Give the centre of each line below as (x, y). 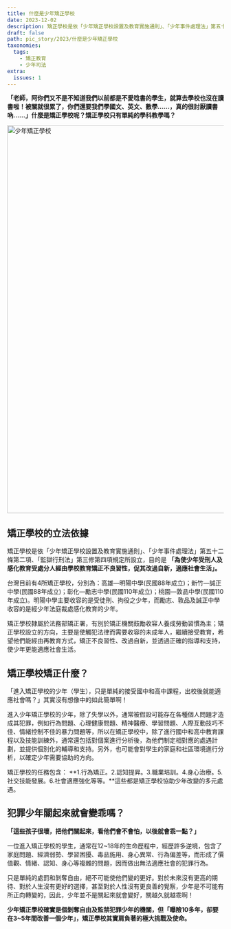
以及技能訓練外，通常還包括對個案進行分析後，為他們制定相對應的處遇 (112, 740)
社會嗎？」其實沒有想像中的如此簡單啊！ (70, 700)
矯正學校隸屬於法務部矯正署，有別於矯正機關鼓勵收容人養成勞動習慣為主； (112, 623)
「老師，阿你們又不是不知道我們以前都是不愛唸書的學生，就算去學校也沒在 (112, 98)
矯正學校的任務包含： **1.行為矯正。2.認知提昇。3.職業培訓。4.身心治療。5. (115, 772)
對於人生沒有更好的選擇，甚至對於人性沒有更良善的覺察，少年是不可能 (118, 886)
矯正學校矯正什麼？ (48, 673)
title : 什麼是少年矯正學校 (41, 13)
